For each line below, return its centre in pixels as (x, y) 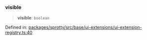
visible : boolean (33, 18)
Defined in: (16, 27)
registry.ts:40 (19, 33)
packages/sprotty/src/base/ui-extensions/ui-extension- (85, 27)
